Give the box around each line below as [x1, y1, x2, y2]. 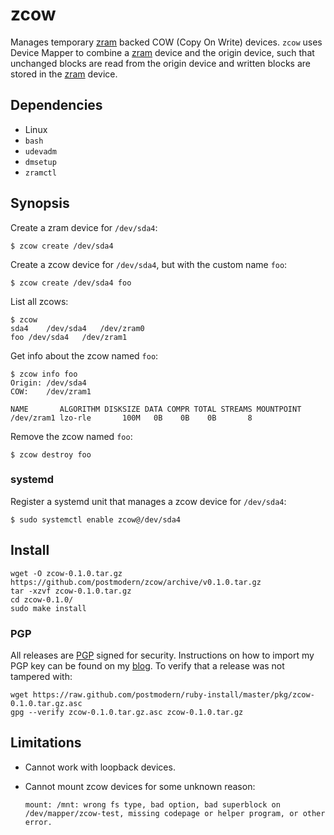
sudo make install [10, 603, 87, 613]
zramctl [24, 168, 57, 178]
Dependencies [10, 97, 103, 114]
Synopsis [10, 195, 70, 212]
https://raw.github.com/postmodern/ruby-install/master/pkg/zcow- [32, 689, 315, 700]
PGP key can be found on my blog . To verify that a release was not [10, 659, 285, 672]
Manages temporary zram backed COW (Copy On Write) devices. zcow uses [10, 36, 323, 48]
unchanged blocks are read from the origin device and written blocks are [10, 57, 311, 69]
